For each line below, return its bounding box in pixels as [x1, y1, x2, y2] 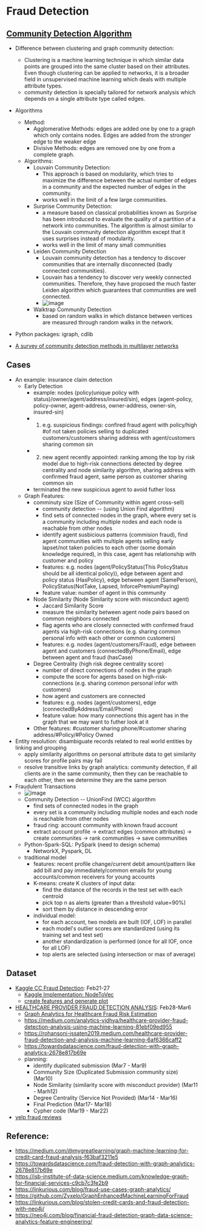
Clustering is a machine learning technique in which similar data [24, 57, 184, 63]
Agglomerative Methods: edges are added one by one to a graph [33, 125, 195, 132]
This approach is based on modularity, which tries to [42, 170, 174, 177]
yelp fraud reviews [15, 1113, 62, 1120]
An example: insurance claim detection [15, 375, 113, 383]
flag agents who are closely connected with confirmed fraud [42, 621, 194, 628]
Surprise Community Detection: [33, 202, 112, 210]
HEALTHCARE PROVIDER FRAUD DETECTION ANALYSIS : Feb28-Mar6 [15, 1004, 191, 1011]
